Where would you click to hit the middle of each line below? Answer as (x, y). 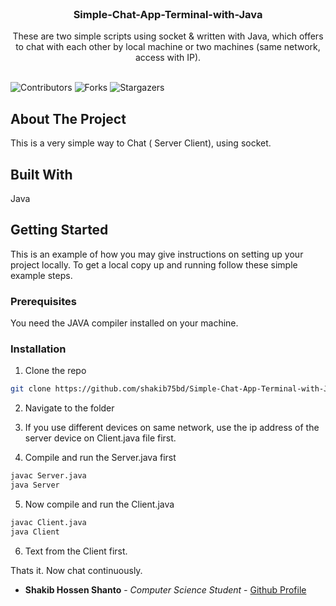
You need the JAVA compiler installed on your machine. (124, 323)
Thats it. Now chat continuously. (76, 570)
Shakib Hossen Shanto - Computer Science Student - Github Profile (165, 589)
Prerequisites (43, 301)
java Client (35, 532)
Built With (41, 174)
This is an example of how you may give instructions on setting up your (157, 254)
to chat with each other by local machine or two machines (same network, (168, 47)
